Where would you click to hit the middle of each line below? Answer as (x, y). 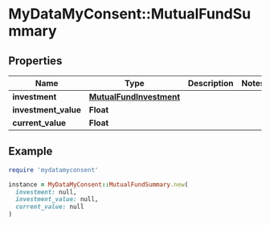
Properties (35, 61)
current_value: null (50, 207)
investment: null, (47, 192)
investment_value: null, (57, 199)
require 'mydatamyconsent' (53, 170)
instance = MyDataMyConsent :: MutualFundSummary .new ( (98, 184)
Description (211, 83)
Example (31, 151)
